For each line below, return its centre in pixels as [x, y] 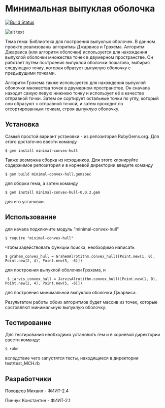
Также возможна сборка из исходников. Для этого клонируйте [72, 160]
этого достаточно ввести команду [41, 141]
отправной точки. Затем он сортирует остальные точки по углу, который [82, 98]
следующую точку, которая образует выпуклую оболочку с [68, 68]
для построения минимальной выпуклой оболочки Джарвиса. [71, 292]
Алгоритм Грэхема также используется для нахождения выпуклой [76, 83]
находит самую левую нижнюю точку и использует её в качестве [75, 93]
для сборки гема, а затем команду [42, 183]
